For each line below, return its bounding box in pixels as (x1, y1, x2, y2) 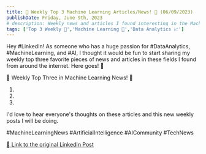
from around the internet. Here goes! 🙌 (6, 62, 104, 70)
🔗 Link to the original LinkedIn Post (6, 141, 94, 148)
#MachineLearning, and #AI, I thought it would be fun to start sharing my (6, 50, 190, 57)
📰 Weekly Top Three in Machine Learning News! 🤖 (6, 74, 133, 81)
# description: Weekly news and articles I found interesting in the (6, 20, 188, 26)
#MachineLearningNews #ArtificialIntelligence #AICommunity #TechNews (6, 129, 194, 136)
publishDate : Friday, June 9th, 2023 (6, 15, 103, 21)
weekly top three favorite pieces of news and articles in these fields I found (6, 56, 196, 63)
